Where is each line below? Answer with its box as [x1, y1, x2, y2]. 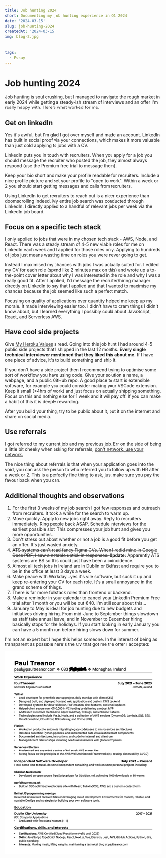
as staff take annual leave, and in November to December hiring [12, 616, 143, 622]
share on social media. [5, 413, 51, 419]
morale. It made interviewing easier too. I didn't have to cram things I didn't [5, 303, 159, 309]
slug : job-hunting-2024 [5, 24, 55, 29]
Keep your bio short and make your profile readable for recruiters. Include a [5, 172, 160, 179]
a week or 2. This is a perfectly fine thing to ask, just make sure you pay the [5, 472, 160, 478]
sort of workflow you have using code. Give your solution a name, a [5, 372, 143, 378]
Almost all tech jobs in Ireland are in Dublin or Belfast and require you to [12, 563, 159, 569]
